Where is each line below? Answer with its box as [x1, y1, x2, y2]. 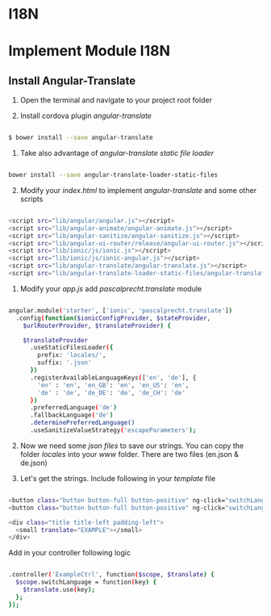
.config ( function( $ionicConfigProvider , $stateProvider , [15, 314, 211, 322]
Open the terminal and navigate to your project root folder [19, 95, 212, 105]
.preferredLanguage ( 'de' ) [29, 404, 117, 412]
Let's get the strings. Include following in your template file [19, 473, 216, 483]
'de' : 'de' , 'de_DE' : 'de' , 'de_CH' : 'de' [37, 388, 186, 396]
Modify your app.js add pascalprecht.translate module [19, 283, 202, 293]
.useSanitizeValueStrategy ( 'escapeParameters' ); [29, 426, 197, 434]
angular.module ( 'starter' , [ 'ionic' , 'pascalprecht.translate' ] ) [8, 306, 232, 315]
